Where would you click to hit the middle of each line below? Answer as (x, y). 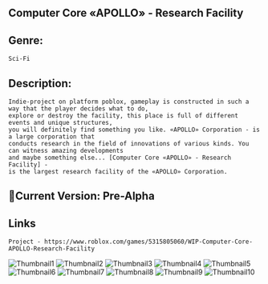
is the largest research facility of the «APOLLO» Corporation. (118, 172)
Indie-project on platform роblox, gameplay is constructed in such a (129, 102)
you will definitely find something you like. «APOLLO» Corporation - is (134, 130)
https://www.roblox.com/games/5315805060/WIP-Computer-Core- (148, 242)
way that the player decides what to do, (79, 109)
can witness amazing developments (66, 151)
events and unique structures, (61, 123)
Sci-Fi (19, 59)
